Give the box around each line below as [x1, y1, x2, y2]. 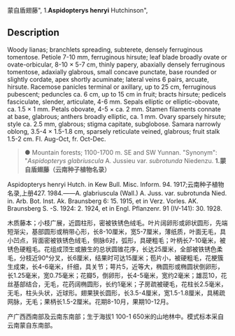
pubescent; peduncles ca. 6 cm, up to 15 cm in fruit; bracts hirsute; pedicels [7, 90, 227, 98]
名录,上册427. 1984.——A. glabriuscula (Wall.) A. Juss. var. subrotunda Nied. [7, 188, 227, 197]
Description [7, 27, 59, 38]
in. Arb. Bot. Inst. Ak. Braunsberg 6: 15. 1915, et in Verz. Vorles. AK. [7, 197, 199, 205]
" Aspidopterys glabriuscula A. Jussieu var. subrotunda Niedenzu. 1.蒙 [24, 156, 227, 164]
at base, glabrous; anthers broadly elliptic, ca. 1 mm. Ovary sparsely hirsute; [7, 112, 226, 120]
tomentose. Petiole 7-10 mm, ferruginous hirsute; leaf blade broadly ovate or [7, 52, 227, 61]
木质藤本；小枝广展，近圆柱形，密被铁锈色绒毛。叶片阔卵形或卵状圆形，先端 [7, 218, 228, 227]
